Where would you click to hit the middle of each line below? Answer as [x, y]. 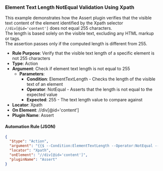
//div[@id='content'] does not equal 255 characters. [59, 28]
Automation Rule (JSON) [30, 126]
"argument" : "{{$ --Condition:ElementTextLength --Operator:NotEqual [81, 146]
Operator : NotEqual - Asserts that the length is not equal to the [90, 90]
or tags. [13, 38]
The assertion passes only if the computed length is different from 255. [76, 44]
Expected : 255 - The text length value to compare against [84, 100]
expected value [42, 95]
